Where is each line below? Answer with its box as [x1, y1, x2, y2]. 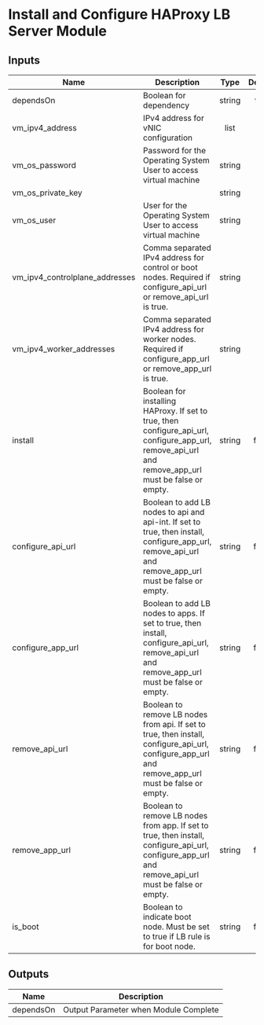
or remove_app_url [142, 363, 212, 374]
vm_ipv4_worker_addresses [12, 344, 115, 355]
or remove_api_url [142, 292, 209, 302]
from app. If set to [142, 820, 209, 831]
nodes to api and [142, 507, 205, 517]
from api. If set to [142, 719, 206, 729]
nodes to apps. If [142, 608, 206, 619]
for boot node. [142, 941, 196, 952]
